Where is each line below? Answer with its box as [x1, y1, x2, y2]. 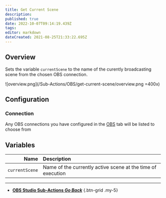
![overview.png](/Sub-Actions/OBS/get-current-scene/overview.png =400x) [5, 81, 160, 87]
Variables [5, 141, 36, 149]
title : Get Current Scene [5, 7, 58, 12]
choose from [5, 126, 31, 132]
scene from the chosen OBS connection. [5, 71, 88, 77]
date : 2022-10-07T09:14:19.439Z [5, 21, 72, 26]
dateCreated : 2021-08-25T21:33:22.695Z [5, 35, 87, 40]
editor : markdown [5, 30, 41, 35]
